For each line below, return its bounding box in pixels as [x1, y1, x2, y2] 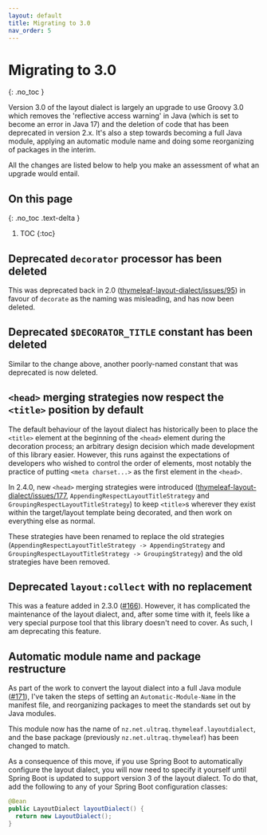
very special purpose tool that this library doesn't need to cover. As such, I [8, 618, 253, 628]
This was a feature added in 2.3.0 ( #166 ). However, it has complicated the [8, 601, 251, 611]
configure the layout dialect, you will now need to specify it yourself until [8, 765, 247, 774]
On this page [8, 192, 73, 206]
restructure [8, 662, 66, 675]
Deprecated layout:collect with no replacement [8, 580, 253, 593]
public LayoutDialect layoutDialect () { [8, 805, 145, 813]
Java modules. [8, 709, 57, 719]
